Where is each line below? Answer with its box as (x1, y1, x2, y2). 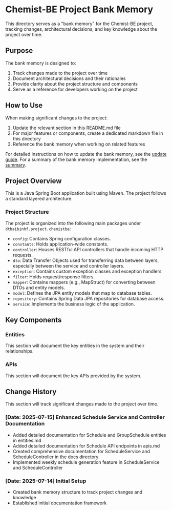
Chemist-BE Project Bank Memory (5, 4, 154, 15)
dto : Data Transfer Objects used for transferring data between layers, (12, 257, 159, 263)
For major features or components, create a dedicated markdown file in (12, 130, 163, 136)
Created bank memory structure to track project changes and (12, 489, 143, 495)
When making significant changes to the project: (5, 114, 108, 121)
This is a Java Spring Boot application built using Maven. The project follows (5, 190, 166, 196)
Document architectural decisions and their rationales (12, 75, 126, 81)
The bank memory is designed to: (5, 60, 76, 66)
